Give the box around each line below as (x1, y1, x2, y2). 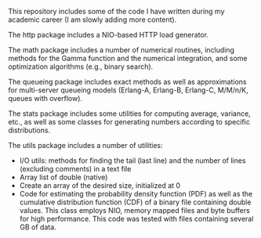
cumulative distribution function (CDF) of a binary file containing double (19, 197, 252, 207)
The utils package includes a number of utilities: (8, 141, 163, 150)
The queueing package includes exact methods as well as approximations (8, 78, 247, 86)
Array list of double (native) (19, 172, 108, 182)
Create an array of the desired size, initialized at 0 (19, 181, 181, 190)
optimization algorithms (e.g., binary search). (8, 62, 154, 71)
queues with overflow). (8, 94, 83, 103)
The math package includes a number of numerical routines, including (8, 45, 235, 54)
